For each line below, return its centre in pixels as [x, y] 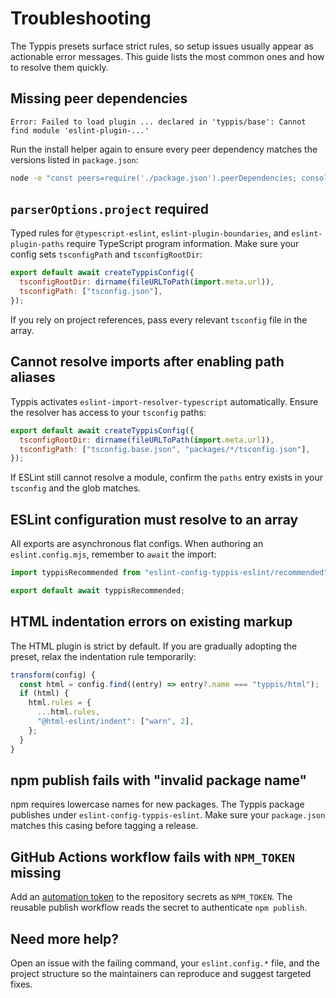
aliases [33, 377]
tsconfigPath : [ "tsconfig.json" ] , [91, 292]
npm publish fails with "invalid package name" [159, 780]
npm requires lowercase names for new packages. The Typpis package [157, 804]
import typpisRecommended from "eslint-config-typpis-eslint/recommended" [169, 573]
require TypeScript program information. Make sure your [183, 244]
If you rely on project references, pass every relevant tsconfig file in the [159, 319]
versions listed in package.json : [74, 159]
